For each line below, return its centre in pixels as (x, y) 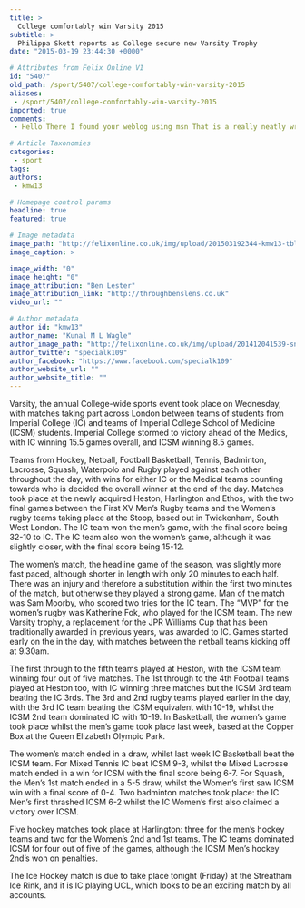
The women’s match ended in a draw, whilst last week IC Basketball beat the (152, 754)
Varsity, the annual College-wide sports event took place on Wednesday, (145, 404)
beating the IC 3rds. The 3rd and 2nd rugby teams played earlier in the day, (150, 697)
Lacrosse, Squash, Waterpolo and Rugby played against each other (135, 469)
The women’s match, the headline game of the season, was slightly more (146, 564)
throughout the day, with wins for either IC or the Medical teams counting (146, 479)
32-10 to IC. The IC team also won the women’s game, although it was (140, 537)
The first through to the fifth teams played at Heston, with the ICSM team (145, 669)
